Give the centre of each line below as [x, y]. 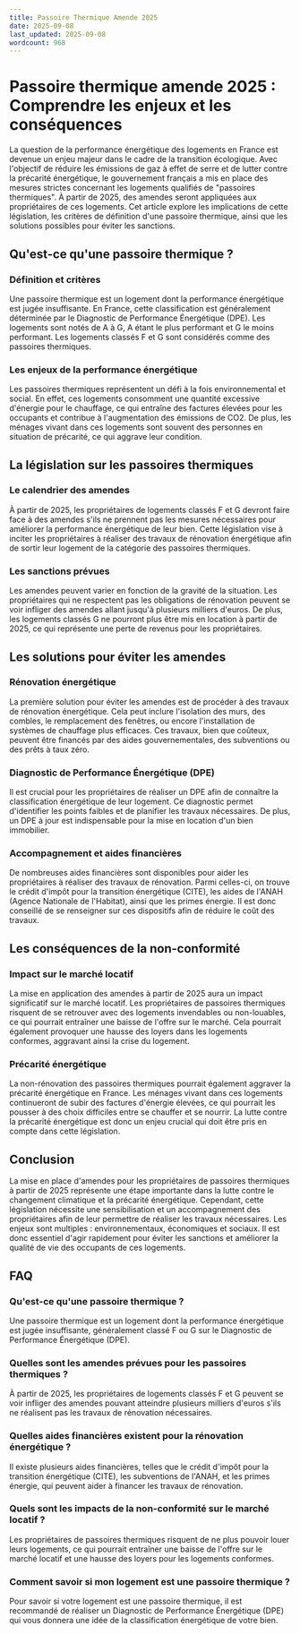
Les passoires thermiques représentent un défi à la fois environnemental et [148, 389]
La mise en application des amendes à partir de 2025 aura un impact [136, 994]
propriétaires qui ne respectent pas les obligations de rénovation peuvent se [150, 600]
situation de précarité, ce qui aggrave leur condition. [106, 437]
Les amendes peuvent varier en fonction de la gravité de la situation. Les [143, 591]
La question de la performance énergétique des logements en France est [144, 150]
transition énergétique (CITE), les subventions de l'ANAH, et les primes [140, 1476]
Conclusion [42, 1159]
